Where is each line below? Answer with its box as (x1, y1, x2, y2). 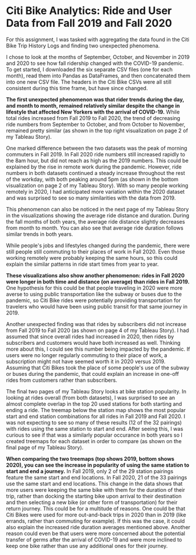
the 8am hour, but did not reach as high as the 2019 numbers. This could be (6, 157, 189, 164)
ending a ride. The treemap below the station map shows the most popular (6, 406, 186, 413)
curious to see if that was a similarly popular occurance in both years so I (6, 431, 183, 438)
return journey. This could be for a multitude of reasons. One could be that (6, 505, 185, 512)
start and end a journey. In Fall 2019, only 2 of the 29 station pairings (6, 467, 174, 475)
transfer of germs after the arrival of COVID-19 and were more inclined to (6, 536, 183, 543)
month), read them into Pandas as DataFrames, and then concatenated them (6, 72, 191, 79)
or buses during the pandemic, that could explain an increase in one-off (6, 370, 180, 377)
